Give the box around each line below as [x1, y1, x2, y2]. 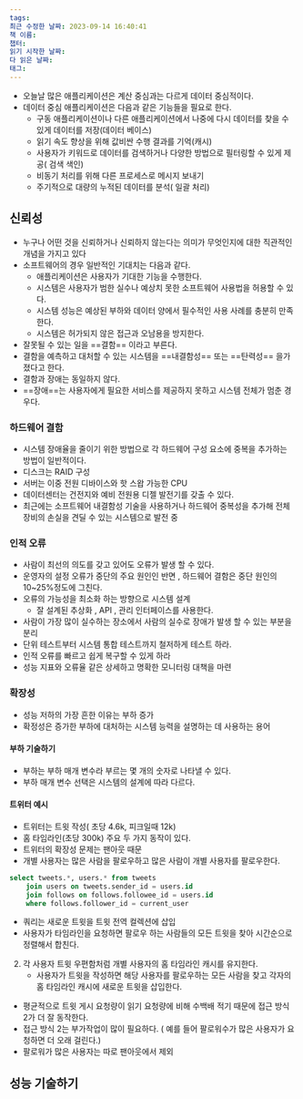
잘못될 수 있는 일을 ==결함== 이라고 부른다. [22, 339, 177, 350]
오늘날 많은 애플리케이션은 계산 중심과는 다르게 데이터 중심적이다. [22, 90, 254, 101]
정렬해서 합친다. [22, 940, 79, 950]
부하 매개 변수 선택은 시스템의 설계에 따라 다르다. [22, 776, 196, 787]
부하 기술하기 [9, 744, 56, 755]
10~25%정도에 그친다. [22, 582, 103, 593]
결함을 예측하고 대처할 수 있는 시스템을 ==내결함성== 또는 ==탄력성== [22, 350, 275, 361]
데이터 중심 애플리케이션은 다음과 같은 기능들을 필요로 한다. [22, 101, 232, 112]
